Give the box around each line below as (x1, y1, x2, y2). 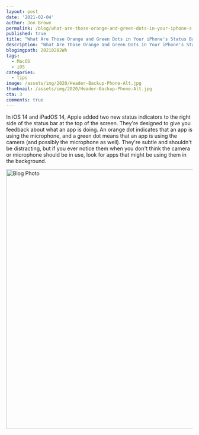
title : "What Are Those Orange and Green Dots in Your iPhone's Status (6, 36, 187, 42)
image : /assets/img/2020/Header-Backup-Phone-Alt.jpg (6, 81, 142, 87)
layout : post (6, 8, 38, 15)
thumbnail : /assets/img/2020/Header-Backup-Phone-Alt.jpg (6, 86, 152, 92)
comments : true (6, 97, 44, 103)
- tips (11, 75, 28, 81)
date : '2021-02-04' (6, 14, 54, 20)
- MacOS (11, 58, 31, 64)
